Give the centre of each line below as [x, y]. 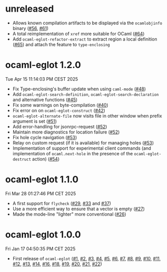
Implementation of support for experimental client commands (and [82, 148]
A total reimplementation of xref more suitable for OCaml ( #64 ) [78, 33]
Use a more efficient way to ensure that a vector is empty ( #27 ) [79, 209]
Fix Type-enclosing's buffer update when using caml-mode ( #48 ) [79, 89]
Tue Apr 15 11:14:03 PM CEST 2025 [42, 79]
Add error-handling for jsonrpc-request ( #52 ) [60, 126]
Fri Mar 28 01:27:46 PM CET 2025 [41, 193]
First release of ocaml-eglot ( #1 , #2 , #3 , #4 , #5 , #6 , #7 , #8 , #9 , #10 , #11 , [87, 258]
